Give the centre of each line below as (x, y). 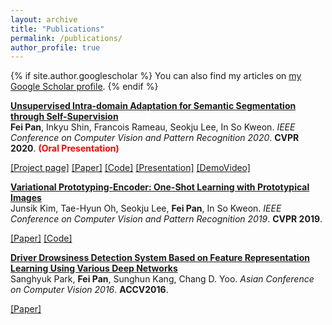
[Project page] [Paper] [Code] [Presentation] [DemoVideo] (130, 168)
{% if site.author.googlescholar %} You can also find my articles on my (156, 76)
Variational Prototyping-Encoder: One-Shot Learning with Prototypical (160, 187)
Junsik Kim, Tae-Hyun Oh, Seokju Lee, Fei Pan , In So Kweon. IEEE (146, 208)
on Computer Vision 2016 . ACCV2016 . (89, 290)
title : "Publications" (57, 29)
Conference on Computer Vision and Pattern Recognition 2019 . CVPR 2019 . (166, 219)
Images (26, 198)
